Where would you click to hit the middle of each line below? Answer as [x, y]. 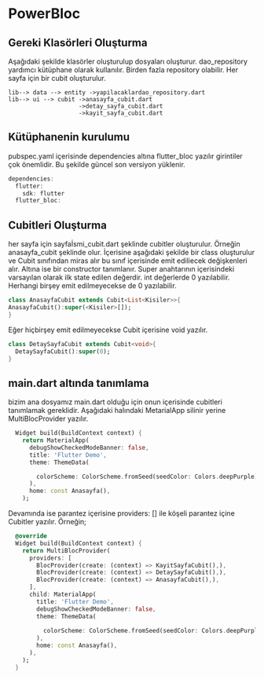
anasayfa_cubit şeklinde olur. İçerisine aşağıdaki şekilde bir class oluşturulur [132, 253]
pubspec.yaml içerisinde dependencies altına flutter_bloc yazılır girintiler [126, 156]
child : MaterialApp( [62, 595]
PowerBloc [44, 14]
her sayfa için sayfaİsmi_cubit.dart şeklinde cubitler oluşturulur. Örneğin [125, 244]
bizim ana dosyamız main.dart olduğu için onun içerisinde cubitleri [115, 402]
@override [31, 536]
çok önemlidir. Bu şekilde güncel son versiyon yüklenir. [97, 164]
